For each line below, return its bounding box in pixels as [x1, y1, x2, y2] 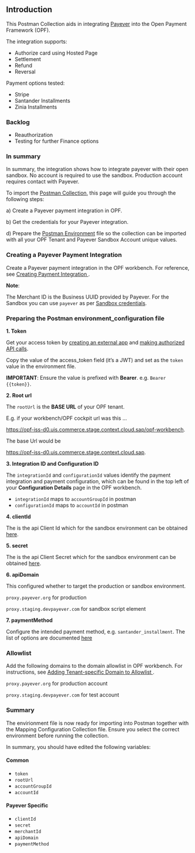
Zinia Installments [14, 103, 57, 111]
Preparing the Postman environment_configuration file [6, 314, 165, 322]
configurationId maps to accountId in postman [14, 502, 129, 509]
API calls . [6, 345, 29, 352]
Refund [14, 62, 33, 69]
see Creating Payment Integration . [6, 270, 90, 277]
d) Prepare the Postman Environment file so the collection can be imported [6, 230, 186, 237]
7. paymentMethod [6, 617, 53, 624]
